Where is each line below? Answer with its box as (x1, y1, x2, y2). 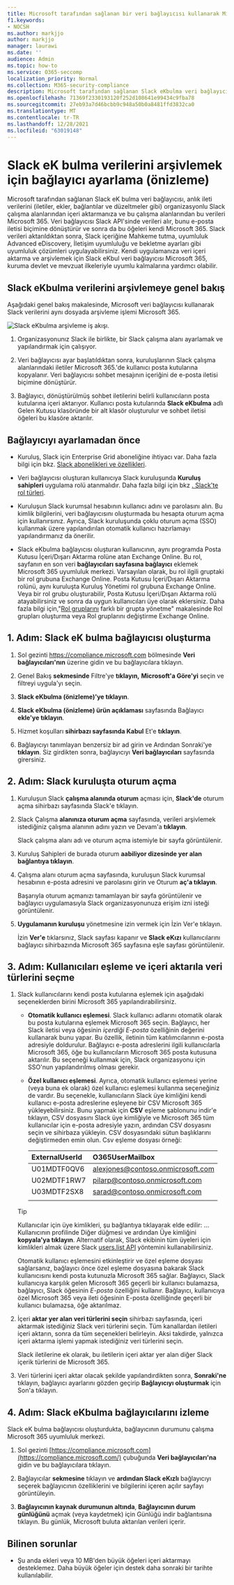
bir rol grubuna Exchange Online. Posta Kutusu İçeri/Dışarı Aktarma (17, 574, 210, 583)
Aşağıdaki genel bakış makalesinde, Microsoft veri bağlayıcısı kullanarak (7, 301, 214, 309)
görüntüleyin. (17, 1489, 56, 1498)
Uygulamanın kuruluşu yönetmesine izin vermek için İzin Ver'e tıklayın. (17, 919, 222, 928)
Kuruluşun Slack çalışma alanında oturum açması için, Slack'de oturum (17, 794, 224, 803)
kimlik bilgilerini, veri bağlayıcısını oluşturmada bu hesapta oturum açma (17, 509, 224, 517)
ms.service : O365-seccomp (7, 68, 82, 75)
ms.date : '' (7, 50, 42, 57)
